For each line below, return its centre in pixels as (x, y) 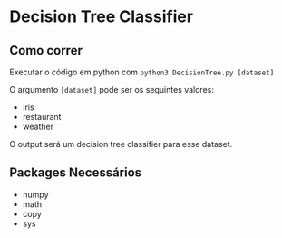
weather (38, 126)
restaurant (42, 117)
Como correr (46, 50)
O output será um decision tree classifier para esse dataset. (121, 144)
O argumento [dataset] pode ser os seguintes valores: (112, 89)
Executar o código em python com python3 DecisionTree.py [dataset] (142, 72)
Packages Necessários (76, 173)
